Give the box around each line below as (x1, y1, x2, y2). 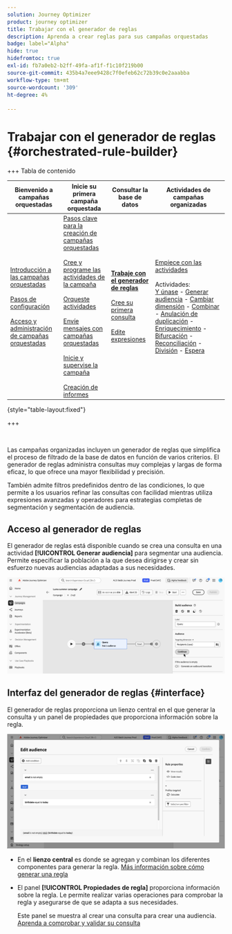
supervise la (63, 361, 98, 369)
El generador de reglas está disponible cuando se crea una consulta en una (7, 542, 222, 550)
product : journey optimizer (7, 18, 88, 26)
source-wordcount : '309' (7, 84, 79, 91)
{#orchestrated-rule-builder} (7, 144, 178, 160)
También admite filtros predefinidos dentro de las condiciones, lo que (7, 481, 205, 490)
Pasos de (10, 294, 37, 303)
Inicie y (63, 353, 84, 362)
